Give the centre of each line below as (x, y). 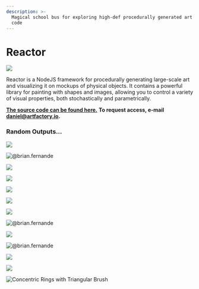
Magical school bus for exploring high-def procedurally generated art (102, 17)
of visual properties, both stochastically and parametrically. (79, 99)
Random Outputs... (34, 132)
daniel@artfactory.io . (33, 116)
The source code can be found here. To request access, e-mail (85, 110)
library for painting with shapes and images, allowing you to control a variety (100, 92)
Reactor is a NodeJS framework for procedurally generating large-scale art (98, 80)
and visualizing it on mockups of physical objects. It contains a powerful (94, 86)
